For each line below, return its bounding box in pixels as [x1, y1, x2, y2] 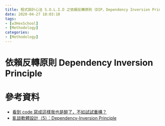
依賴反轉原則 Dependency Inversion [5, 57, 153, 69]
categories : [5, 30, 29, 35]
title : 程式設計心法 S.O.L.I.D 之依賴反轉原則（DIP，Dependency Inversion [5, 7, 150, 12]
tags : [5, 16, 16, 21]
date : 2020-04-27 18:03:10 [5, 12, 60, 17]
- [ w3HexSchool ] [5, 21, 38, 26]
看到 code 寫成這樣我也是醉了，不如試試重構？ [12, 109, 107, 115]
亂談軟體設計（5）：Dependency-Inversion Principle [12, 115, 117, 121]
